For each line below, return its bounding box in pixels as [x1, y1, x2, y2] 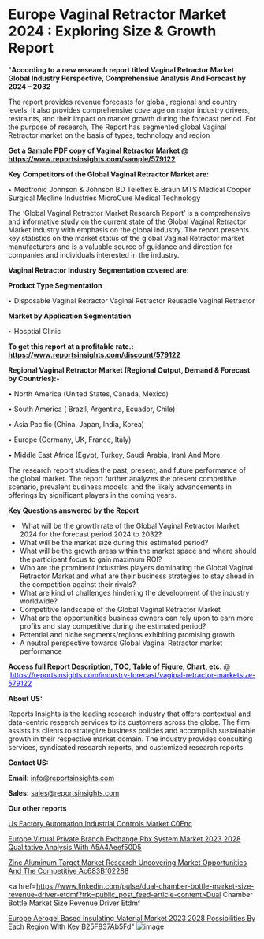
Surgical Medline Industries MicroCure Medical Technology [8, 193, 201, 202]
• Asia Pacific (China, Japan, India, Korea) [8, 419, 144, 429]
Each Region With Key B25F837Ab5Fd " [8, 922, 135, 931]
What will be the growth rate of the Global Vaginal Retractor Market [21, 521, 240, 530]
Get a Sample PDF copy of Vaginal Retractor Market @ [8, 146, 189, 155]
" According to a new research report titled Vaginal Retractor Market [8, 65, 235, 74]
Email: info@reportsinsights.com [8, 773, 115, 782]
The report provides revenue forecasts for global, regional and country [8, 97, 238, 106]
